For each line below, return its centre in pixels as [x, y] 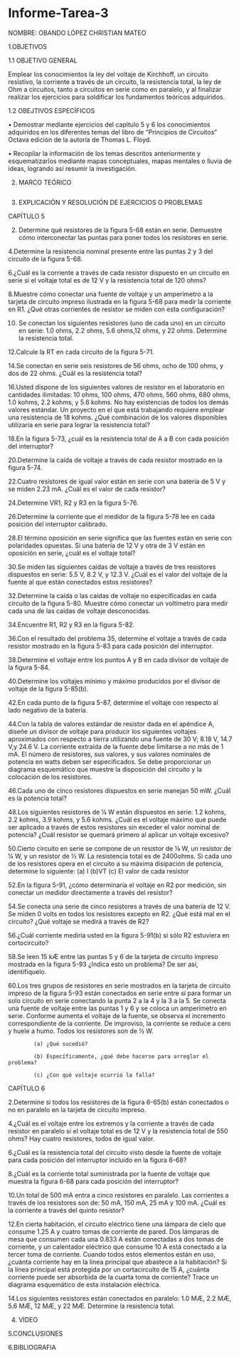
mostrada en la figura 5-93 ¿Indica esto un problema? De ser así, [103, 964]
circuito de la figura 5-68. [46, 258]
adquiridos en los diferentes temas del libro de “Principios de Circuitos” [113, 132]
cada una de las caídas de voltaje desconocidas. [79, 611]
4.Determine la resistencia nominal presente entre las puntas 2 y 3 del [111, 251]
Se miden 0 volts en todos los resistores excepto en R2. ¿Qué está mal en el [119, 913]
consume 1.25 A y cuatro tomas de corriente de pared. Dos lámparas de [113, 1231]
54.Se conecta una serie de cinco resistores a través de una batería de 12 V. [119, 906]
